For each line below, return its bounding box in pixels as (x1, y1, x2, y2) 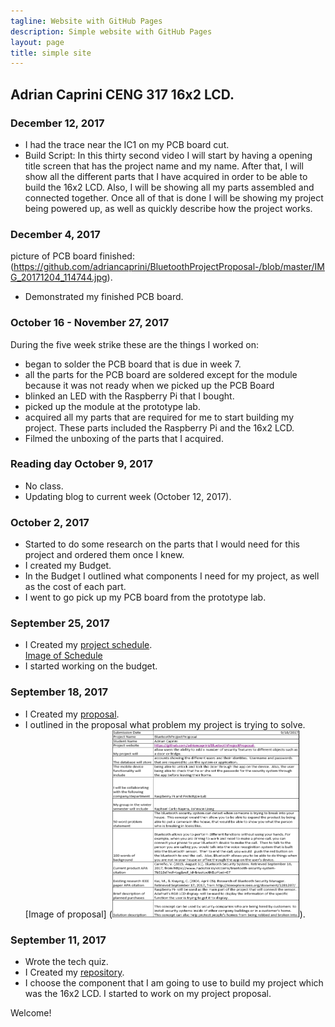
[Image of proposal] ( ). (24, 908, 306, 920)
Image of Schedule (24, 650, 103, 662)
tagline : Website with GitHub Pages (10, 16, 163, 26)
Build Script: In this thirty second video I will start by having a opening (24, 149, 313, 161)
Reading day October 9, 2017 (10, 457, 153, 471)
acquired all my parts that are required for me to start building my (24, 411, 295, 423)
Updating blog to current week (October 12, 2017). (24, 490, 232, 502)
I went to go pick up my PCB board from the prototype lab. (24, 591, 267, 604)
